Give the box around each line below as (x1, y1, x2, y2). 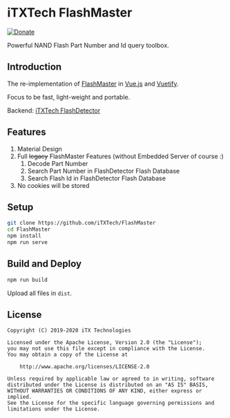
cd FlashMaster (7, 226, 51, 233)
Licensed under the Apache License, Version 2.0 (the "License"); (7, 339, 202, 346)
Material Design (17, 144, 62, 153)
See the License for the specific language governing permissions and (7, 399, 215, 407)
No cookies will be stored (17, 181, 90, 189)
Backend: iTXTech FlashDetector (7, 106, 101, 115)
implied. (7, 394, 32, 401)
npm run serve (7, 239, 48, 246)
